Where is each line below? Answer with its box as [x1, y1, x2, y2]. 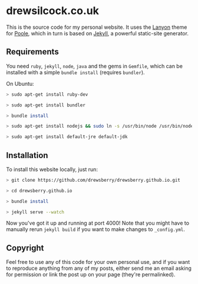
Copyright [6, 243, 44, 253]
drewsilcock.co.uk [6, 4, 99, 18]
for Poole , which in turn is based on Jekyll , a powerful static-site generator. [6, 29, 189, 36]
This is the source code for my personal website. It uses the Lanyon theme [6, 24, 187, 31]
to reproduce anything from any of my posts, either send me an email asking [6, 265, 192, 272]
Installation [6, 150, 48, 160]
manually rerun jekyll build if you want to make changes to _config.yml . [6, 226, 186, 233]
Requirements [6, 47, 59, 57]
